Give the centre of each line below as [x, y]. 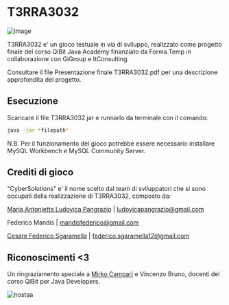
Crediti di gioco [40, 172]
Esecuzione [33, 101]
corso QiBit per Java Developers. [54, 282]
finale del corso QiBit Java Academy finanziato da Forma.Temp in [99, 52]
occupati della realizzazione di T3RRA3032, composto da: [89, 196]
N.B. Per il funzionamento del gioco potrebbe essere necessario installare [111, 143]
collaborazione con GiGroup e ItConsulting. [68, 58]
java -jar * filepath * [38, 130]
